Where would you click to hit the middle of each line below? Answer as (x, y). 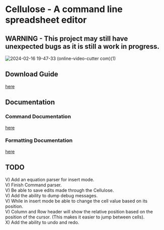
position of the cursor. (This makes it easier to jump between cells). (75, 217)
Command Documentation (38, 117)
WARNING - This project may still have (67, 39)
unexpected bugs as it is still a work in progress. (83, 46)
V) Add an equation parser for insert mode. (50, 179)
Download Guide (32, 74)
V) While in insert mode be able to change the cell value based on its (76, 201)
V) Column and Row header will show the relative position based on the (79, 211)
